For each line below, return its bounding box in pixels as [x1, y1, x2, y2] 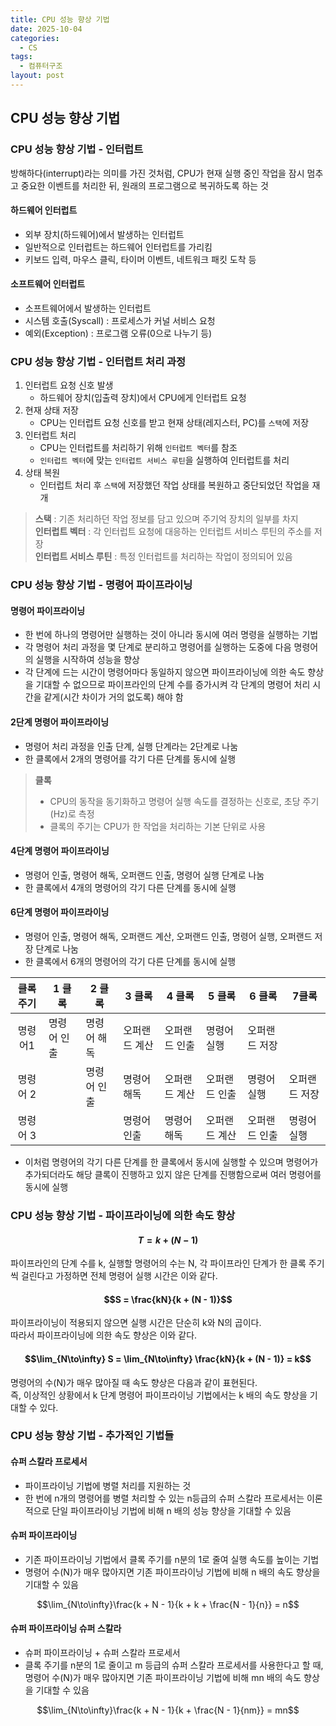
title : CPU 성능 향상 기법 [10, 14, 110, 25]
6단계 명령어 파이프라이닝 [10, 906, 110, 918]
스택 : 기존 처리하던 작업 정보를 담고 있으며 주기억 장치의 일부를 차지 [34, 513, 299, 525]
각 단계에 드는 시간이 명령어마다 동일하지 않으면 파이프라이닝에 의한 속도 [24, 666, 306, 678]
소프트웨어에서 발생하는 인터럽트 [24, 302, 152, 314]
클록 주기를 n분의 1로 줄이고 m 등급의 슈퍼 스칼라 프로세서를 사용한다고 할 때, [24, 1659, 324, 1671]
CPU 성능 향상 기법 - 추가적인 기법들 [10, 1429, 175, 1443]
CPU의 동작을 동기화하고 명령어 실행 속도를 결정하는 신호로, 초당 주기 [49, 795, 320, 807]
